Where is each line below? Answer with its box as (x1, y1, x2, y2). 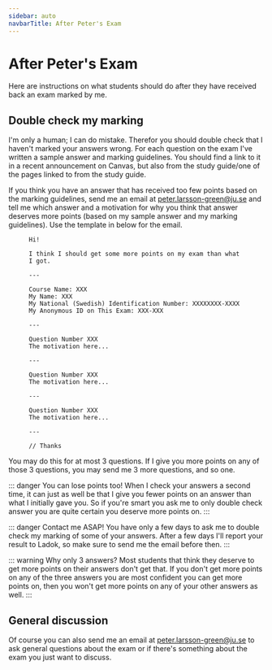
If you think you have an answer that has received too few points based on (8, 185, 257, 195)
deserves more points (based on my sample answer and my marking (8, 211, 238, 221)
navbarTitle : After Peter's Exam (8, 20, 122, 28)
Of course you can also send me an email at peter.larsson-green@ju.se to (8, 635, 255, 645)
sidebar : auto (8, 11, 57, 20)
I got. (28, 257, 51, 265)
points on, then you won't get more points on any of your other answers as (8, 581, 258, 591)
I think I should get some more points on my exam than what (28, 250, 240, 259)
